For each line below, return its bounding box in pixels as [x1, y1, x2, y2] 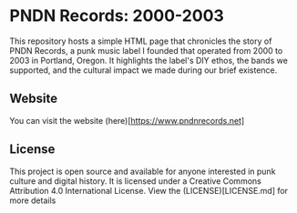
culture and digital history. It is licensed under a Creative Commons [9, 175, 261, 187]
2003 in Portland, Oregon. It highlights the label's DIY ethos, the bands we [9, 55, 289, 66]
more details [9, 195, 56, 206]
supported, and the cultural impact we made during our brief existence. [9, 65, 278, 76]
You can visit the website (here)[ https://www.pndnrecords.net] [9, 115, 245, 126]
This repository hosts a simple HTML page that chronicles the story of [9, 35, 272, 46]
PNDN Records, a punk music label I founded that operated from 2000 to [9, 45, 283, 56]
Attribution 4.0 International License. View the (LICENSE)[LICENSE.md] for [9, 185, 289, 196]
